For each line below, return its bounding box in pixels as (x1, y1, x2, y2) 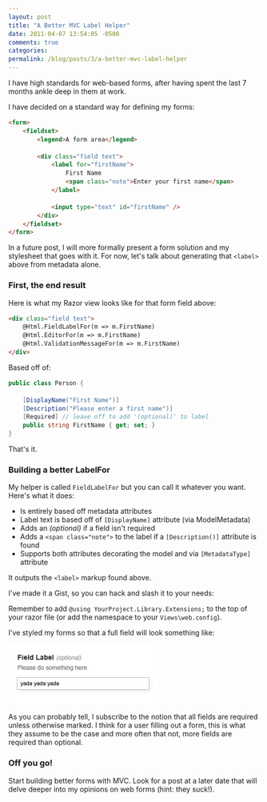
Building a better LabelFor (8, 464, 110, 475)
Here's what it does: (8, 491, 74, 500)
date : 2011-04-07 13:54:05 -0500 (8, 30, 120, 38)
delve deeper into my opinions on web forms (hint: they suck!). (8, 784, 215, 794)
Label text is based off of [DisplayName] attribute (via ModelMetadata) (19, 515, 251, 524)
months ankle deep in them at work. (8, 86, 126, 96)
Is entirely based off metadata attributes (19, 507, 153, 516)
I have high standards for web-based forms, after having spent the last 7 (8, 78, 247, 87)
